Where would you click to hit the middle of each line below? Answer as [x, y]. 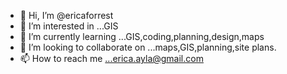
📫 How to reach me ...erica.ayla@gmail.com [111, 58]
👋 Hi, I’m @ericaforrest [66, 15]
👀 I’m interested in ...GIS [69, 26]
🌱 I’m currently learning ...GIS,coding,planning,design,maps [142, 36]
